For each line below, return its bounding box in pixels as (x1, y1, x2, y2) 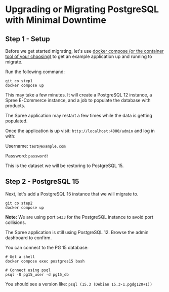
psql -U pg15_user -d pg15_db (5, 272, 69, 277)
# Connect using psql (5, 268, 51, 273)
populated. (5, 118, 28, 124)
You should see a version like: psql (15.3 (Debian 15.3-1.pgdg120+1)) (5, 281, 153, 287)
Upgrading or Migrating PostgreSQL (5, 4, 159, 15)
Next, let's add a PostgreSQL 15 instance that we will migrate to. (5, 190, 139, 197)
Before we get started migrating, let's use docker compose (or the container (5, 48, 164, 54)
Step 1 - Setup (5, 35, 51, 43)
